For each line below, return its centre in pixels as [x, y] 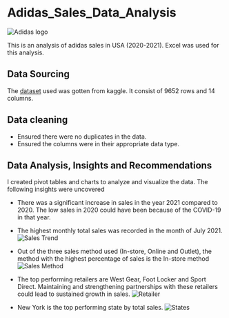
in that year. [34, 217]
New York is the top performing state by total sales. [90, 308]
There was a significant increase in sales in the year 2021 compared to [118, 203]
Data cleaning [38, 120]
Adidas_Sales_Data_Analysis [92, 13]
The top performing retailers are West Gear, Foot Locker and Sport [111, 279]
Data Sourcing [39, 74]
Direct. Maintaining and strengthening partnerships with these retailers [118, 287]
